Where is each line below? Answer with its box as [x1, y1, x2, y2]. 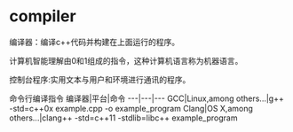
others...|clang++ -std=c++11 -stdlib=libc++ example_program [9, 113, 238, 123]
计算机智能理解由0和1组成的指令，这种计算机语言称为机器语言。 [9, 55, 243, 66]
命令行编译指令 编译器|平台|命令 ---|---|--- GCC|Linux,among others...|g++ [9, 93, 284, 104]
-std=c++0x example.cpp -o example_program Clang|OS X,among [9, 103, 253, 113]
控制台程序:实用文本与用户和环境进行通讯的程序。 [9, 74, 191, 85]
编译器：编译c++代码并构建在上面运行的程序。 [9, 36, 180, 47]
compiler [9, 6, 77, 27]
